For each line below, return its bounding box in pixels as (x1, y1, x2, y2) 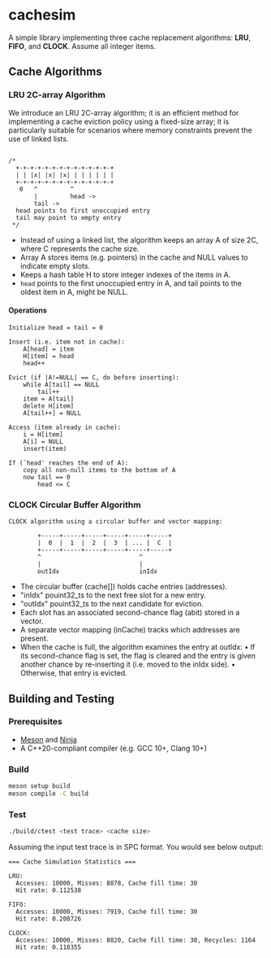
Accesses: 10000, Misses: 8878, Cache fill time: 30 (15, 879, 198, 888)
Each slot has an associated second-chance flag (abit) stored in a (19, 608, 240, 618)
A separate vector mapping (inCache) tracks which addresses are (19, 625, 241, 635)
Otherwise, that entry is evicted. (19, 668, 127, 678)
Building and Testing (8, 692, 115, 706)
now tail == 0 (23, 473, 71, 481)
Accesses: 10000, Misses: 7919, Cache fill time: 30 (15, 908, 198, 916)
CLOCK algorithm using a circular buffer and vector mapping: (8, 518, 223, 526)
